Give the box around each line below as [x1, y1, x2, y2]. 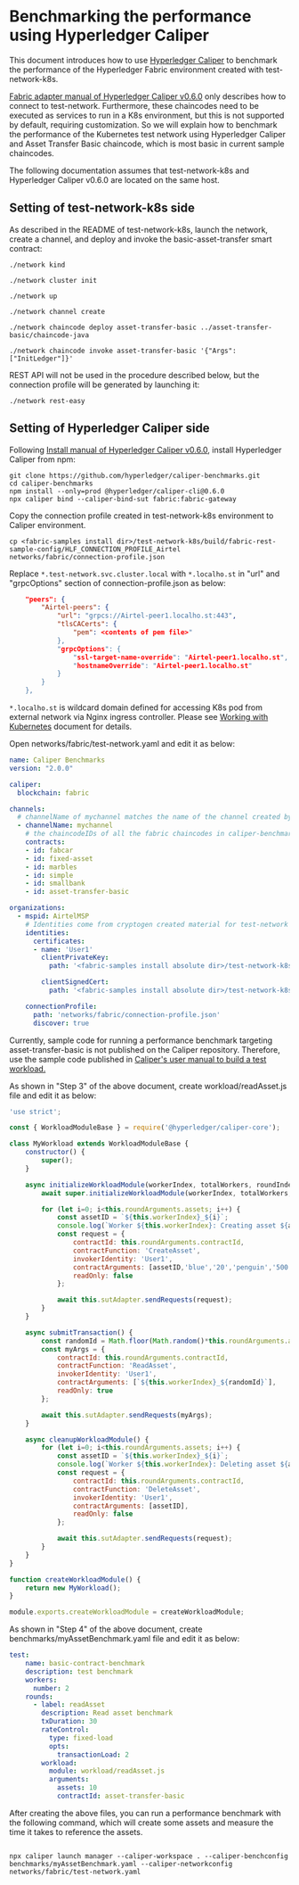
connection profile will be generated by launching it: [9, 379, 200, 390]
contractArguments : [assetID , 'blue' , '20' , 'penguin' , [72, 1262, 273, 1272]
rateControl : [41, 1725, 90, 1734]
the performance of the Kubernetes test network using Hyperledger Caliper [9, 128, 287, 139]
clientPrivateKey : [41, 953, 109, 963]
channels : [9, 805, 46, 814]
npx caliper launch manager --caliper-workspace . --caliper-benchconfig [9, 1851, 289, 1861]
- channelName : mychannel [17, 821, 114, 831]
